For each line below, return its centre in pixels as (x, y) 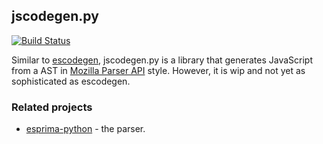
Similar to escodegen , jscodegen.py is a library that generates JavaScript (162, 60)
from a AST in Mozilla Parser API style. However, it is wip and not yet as (158, 70)
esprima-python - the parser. (85, 129)
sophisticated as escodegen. (71, 81)
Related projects (52, 107)
